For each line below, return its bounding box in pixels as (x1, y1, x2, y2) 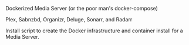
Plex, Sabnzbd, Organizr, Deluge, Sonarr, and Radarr (5, 16, 133, 22)
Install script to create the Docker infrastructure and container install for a (5, 27, 183, 34)
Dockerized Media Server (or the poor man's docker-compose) (5, 5, 158, 12)
